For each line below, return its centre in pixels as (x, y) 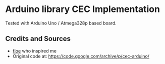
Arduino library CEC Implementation (83, 9)
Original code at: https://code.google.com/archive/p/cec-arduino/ (81, 56)
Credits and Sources (38, 39)
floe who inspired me (35, 50)
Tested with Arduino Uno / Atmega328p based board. (61, 23)
